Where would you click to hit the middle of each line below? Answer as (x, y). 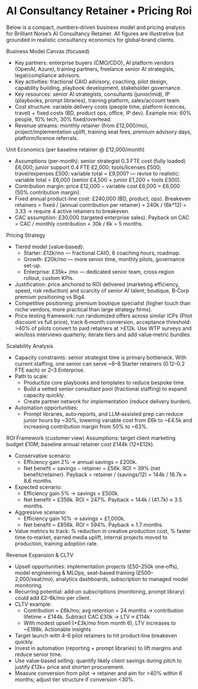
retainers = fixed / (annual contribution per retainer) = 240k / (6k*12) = (100, 204)
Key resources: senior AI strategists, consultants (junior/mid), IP (92, 94)
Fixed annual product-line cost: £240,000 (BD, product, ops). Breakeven (103, 199)
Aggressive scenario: (40, 512)
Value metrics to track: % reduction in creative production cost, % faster (103, 531)
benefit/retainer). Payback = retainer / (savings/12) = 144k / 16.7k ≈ (105, 474)
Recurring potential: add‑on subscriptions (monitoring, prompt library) (100, 591)
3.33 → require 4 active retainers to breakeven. (72, 211)
